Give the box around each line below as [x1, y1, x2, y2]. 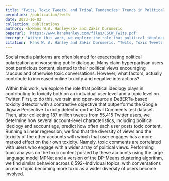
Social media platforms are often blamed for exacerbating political [5, 54, 142, 60]
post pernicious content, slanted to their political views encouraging [5, 65, 146, 71]
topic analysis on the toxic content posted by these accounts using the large [5, 149, 163, 155]
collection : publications [5, 21, 59, 27]
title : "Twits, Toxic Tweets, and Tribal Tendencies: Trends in [5, 7, 143, 13]
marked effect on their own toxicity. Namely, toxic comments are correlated [5, 139, 161, 145]
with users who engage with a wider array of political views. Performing [5, 144, 154, 150]
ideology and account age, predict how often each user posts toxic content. [5, 123, 162, 129]
